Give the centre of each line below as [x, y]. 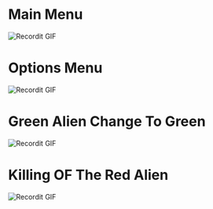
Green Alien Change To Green [107, 121]
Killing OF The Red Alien [88, 175]
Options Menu [55, 68]
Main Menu [46, 15]
